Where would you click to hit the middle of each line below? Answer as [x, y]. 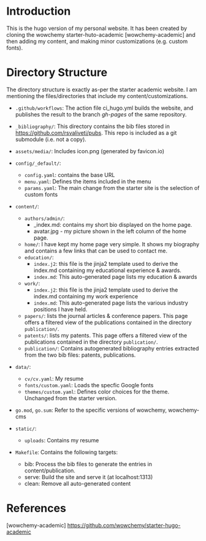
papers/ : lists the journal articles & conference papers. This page [106, 316]
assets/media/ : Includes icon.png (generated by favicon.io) [90, 151]
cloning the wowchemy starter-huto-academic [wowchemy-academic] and [101, 34]
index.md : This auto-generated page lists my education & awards [115, 276]
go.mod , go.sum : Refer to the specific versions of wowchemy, [91, 410]
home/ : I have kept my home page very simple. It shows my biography [112, 244]
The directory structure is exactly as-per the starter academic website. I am [102, 89]
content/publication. [50, 471]
